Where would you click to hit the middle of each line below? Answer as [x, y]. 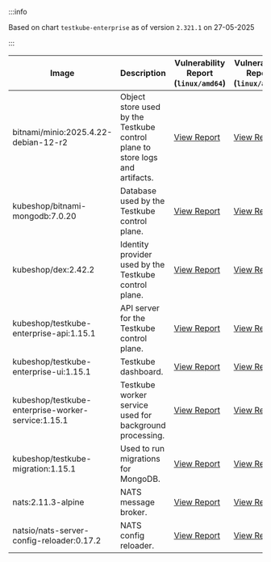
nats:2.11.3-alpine [48, 502]
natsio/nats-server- [51, 530]
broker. [133, 512]
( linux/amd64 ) [200, 83]
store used [140, 107]
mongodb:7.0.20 [44, 216]
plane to [135, 147]
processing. [142, 435]
